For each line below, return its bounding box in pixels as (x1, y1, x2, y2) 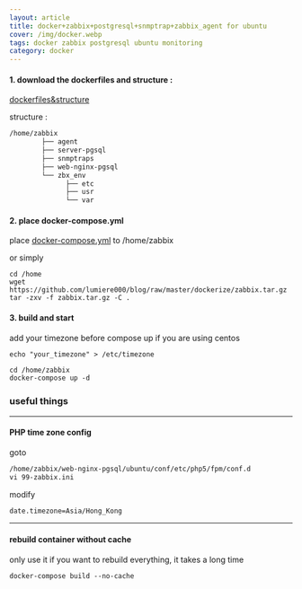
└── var (66, 196, 94, 205)
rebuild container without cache (9, 534, 132, 545)
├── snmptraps (41, 154, 94, 163)
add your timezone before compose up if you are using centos (9, 332, 241, 343)
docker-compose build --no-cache (9, 571, 135, 580)
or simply (9, 252, 44, 263)
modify (9, 488, 36, 499)
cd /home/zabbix (9, 365, 70, 374)
